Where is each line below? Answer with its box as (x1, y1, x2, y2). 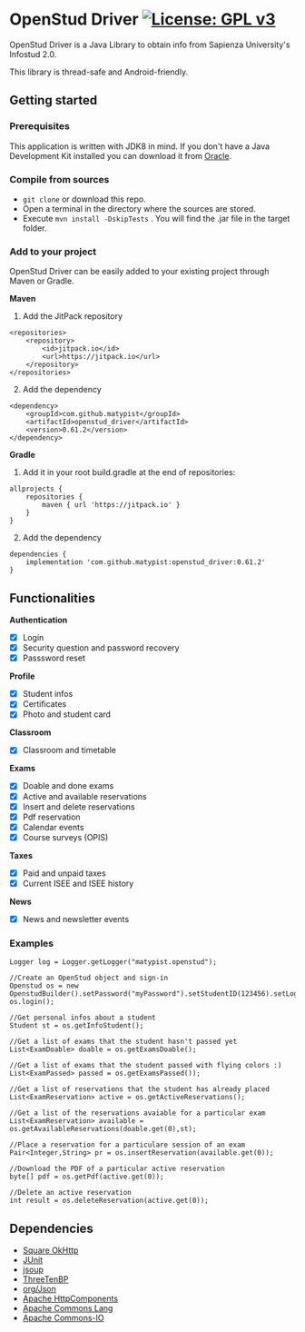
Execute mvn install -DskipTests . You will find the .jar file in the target (22, 213, 290, 224)
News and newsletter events (22, 913, 130, 924)
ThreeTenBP (22, 1274, 69, 1285)
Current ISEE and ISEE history (22, 878, 134, 889)
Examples (9, 937, 54, 949)
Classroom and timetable (22, 745, 116, 756)
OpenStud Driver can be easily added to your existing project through (9, 266, 270, 277)
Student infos (22, 689, 74, 700)
